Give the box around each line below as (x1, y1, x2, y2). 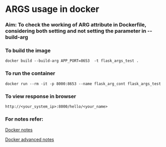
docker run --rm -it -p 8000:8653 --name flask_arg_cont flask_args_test (5, 81, 162, 86)
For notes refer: (5, 116, 44, 123)
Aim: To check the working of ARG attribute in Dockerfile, (5, 21, 147, 28)
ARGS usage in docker (5, 3, 99, 15)
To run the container (5, 70, 56, 77)
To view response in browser (5, 93, 76, 100)
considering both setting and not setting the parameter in (5, 27, 147, 34)
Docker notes (5, 127, 33, 133)
